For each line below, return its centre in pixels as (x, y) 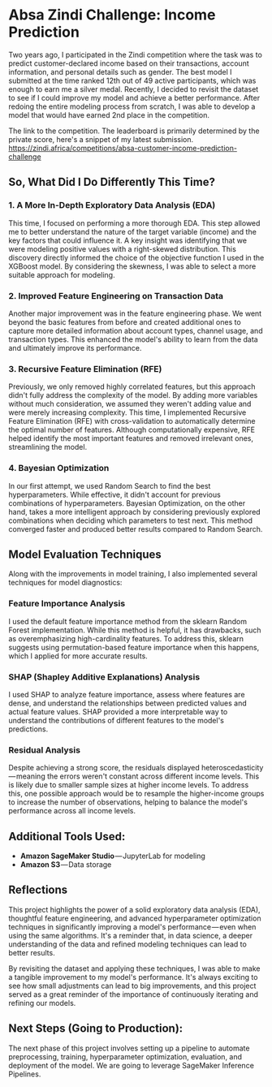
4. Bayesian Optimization (59, 468)
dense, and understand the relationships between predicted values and (128, 703)
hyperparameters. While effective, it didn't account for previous (114, 494)
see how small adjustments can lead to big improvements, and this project (132, 986)
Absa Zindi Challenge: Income (112, 15)
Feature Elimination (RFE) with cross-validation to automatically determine (132, 421)
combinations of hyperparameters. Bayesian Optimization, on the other (127, 503)
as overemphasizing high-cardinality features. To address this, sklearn (126, 638)
